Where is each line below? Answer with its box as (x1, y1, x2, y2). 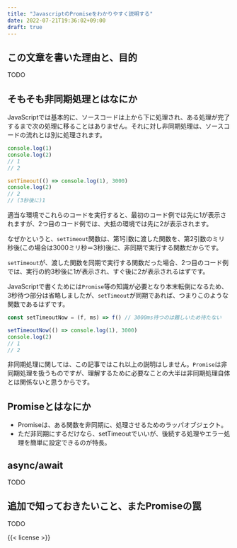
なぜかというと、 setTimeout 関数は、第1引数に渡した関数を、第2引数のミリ (7, 235, 225, 243)
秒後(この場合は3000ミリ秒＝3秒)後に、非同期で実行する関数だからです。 (7, 243, 223, 252)
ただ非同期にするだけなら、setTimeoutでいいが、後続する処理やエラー (17, 429, 224, 438)
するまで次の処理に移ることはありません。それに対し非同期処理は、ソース (7, 122, 224, 130)
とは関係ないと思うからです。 (7, 378, 94, 386)
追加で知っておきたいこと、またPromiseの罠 (7, 500, 202, 513)
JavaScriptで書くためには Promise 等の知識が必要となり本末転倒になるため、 (7, 282, 228, 291)
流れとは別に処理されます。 (25, 131, 106, 139)
